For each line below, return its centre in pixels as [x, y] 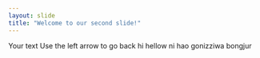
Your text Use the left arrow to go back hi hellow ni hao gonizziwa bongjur [130, 45]
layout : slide [32, 15]
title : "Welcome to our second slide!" [75, 23]
